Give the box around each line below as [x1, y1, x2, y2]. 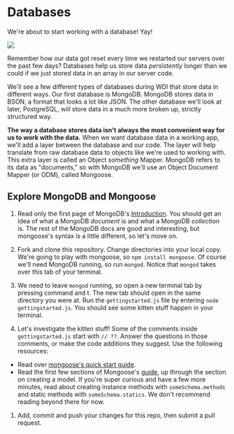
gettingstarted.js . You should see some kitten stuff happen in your [17, 303, 214, 311]
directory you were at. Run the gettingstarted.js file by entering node [17, 295, 219, 304]
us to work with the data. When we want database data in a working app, [7, 133, 219, 141]
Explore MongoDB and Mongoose [7, 190, 156, 203]
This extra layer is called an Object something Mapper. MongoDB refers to [7, 155, 221, 164]
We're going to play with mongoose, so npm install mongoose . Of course [17, 253, 227, 261]
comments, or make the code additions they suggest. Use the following [17, 339, 223, 347]
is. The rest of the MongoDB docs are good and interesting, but [17, 224, 200, 232]
